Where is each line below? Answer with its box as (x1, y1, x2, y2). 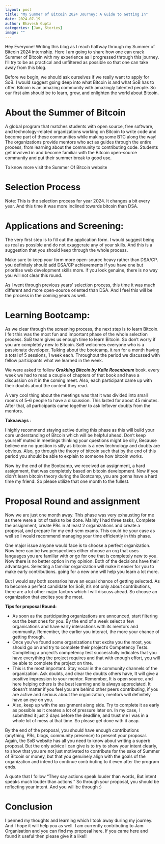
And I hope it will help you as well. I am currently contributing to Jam (5, 822, 144, 828)
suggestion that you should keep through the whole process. (5, 247, 128, 253)
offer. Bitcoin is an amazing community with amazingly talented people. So (5, 85, 156, 90)
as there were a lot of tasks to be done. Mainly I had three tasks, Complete (5, 517, 156, 523)
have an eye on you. (12, 697, 53, 703)
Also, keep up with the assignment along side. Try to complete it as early (12, 702, 160, 708)
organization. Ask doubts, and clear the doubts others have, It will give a (12, 671, 159, 676)
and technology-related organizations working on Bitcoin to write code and (5, 129, 157, 135)
